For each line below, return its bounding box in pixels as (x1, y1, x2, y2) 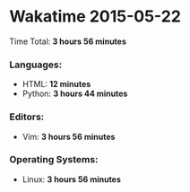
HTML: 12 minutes (22, 79, 91, 90)
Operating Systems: (9, 153, 99, 166)
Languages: (9, 58, 63, 71)
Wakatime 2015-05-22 (9, 6, 182, 27)
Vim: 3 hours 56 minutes (22, 131, 116, 142)
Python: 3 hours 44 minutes (22, 88, 128, 100)
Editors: (9, 110, 45, 123)
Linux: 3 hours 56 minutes (22, 173, 121, 185)
